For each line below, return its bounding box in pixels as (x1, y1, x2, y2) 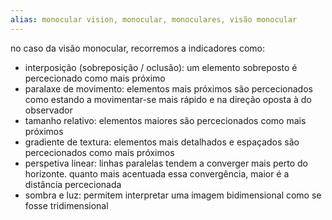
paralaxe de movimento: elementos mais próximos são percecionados (24, 82, 313, 95)
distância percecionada (24, 178, 122, 190)
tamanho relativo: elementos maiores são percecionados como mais (24, 114, 307, 126)
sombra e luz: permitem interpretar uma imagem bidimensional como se (24, 189, 322, 201)
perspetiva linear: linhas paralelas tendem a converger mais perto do (24, 157, 308, 169)
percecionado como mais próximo (24, 72, 166, 84)
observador (24, 104, 73, 116)
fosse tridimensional (24, 199, 109, 211)
